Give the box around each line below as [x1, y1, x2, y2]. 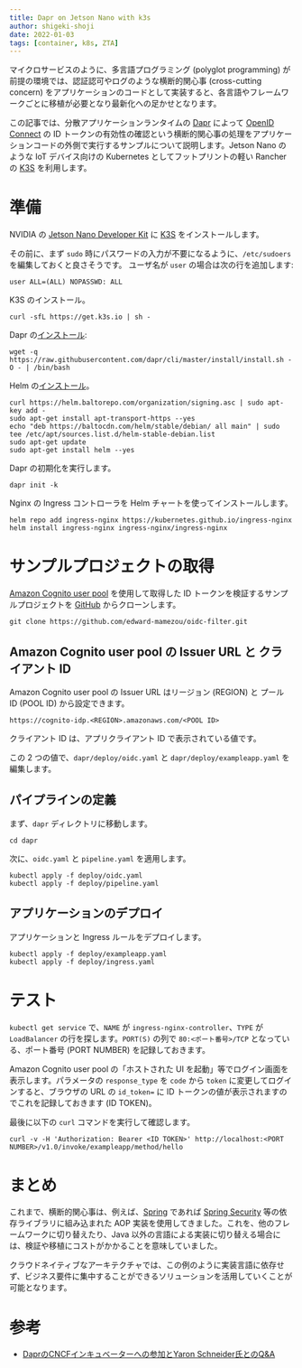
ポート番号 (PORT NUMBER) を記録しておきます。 [24, 1044, 210, 1055]
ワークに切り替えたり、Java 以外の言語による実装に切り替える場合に [24, 1229, 281, 1240]
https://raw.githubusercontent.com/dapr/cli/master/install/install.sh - [9, 356, 293, 365]
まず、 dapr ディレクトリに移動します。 [9, 818, 153, 829]
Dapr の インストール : [9, 330, 87, 340]
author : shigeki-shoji [9, 22, 95, 31]
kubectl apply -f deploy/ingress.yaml [9, 957, 155, 966]
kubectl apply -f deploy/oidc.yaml [9, 870, 143, 880]
